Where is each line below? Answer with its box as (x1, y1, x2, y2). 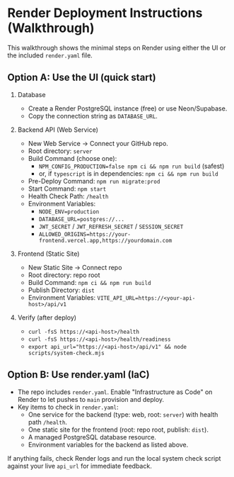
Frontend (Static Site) (17, 249, 80, 258)
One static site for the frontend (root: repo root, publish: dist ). (28, 425, 209, 434)
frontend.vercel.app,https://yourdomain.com (38, 237, 172, 244)
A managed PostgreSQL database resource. (28, 432, 157, 441)
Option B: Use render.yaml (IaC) (7, 369, 150, 381)
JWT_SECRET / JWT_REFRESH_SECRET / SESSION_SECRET (38, 222, 184, 230)
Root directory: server (28, 147, 93, 155)
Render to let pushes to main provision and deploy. (17, 395, 165, 403)
